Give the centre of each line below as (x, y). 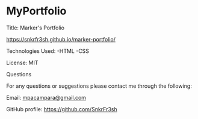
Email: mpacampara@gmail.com (46, 97)
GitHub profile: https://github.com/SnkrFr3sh (62, 109)
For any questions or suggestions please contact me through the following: (99, 86)
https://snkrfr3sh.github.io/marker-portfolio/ (61, 39)
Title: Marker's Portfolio (36, 28)
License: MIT (22, 63)
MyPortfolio (36, 11)
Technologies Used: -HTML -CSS (48, 51)
